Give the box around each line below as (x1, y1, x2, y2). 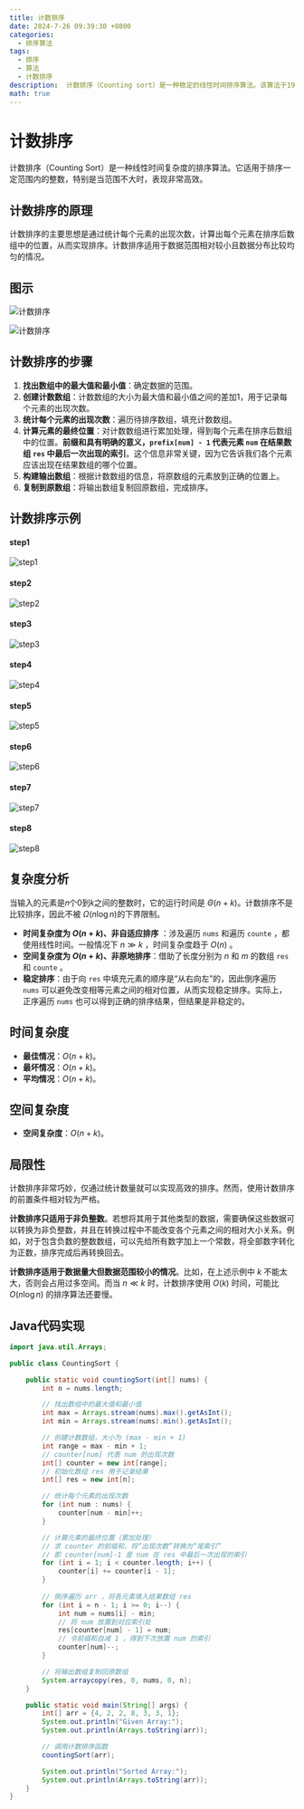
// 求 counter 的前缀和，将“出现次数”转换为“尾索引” (42, 1541, 222, 1551)
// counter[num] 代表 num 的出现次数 (42, 1450, 175, 1459)
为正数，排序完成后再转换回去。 (9, 1247, 128, 1259)
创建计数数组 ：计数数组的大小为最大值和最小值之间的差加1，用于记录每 (22, 391, 288, 402)
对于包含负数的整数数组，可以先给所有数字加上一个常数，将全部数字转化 (24, 1236, 295, 1247)
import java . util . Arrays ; (9, 1342, 107, 1352)
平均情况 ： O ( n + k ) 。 (22, 1073, 101, 1084)
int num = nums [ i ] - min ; (57, 1609, 156, 1618)
